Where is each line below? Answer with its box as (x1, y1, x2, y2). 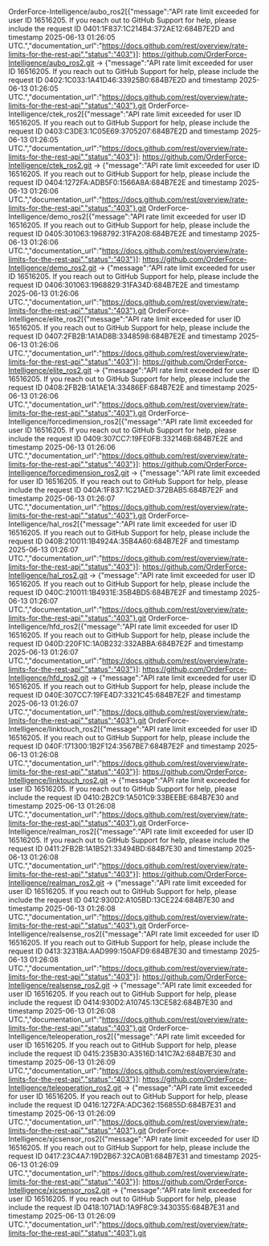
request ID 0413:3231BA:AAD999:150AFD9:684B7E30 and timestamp (8, 946, 238, 956)
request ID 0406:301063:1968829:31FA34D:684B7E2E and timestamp (8, 281, 239, 289)
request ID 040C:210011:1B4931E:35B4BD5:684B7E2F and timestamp (8, 588, 238, 597)
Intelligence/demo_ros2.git (8, 263, 97, 273)
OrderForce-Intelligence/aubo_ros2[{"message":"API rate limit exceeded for (8, 7, 259, 16)
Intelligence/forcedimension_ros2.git (8, 468, 130, 477)
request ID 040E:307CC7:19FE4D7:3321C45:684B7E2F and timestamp (8, 691, 242, 699)
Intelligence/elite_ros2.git (8, 366, 92, 375)
